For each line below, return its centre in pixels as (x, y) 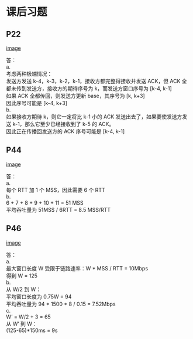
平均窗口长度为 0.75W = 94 (39, 296)
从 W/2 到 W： (23, 289)
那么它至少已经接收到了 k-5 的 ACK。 (70, 124)
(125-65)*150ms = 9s (32, 330)
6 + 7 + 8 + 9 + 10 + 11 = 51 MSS (45, 202)
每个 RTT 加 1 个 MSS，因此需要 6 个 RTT (56, 190)
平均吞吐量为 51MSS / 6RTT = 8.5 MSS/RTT (58, 209)
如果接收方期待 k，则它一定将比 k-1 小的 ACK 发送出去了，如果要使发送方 (94, 117)
